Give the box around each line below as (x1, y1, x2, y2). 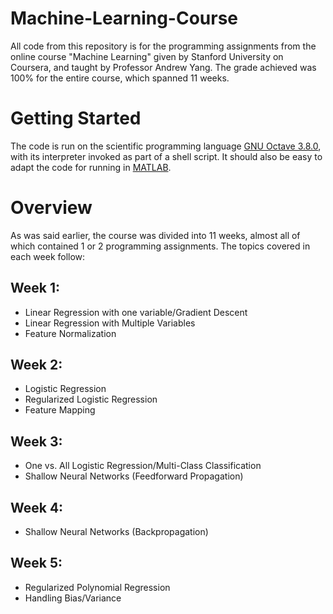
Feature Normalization (24, 327, 117, 339)
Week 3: (10, 433, 63, 450)
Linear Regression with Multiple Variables (24, 317, 196, 329)
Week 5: (10, 555, 63, 572)
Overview (10, 197, 93, 219)
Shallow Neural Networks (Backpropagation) (24, 526, 209, 538)
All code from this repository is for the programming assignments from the (10, 40, 317, 52)
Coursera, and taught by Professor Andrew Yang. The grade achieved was (10, 61, 317, 73)
